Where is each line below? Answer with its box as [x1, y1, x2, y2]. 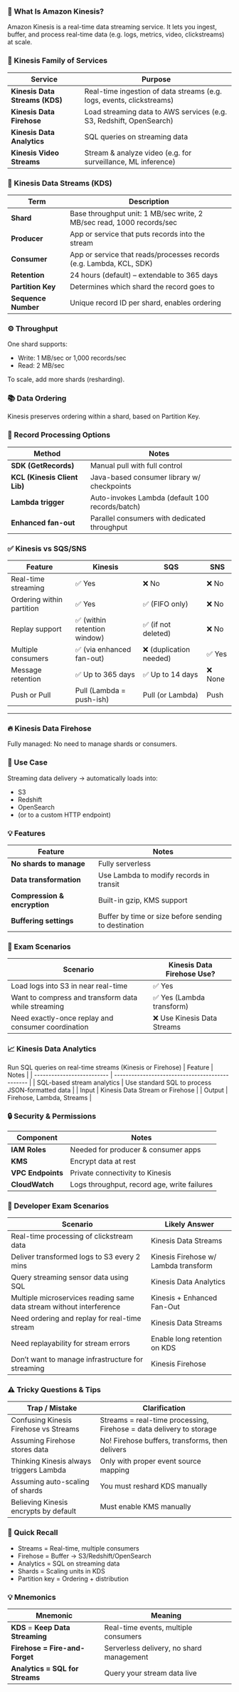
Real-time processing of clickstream [11, 1232, 134, 1242]
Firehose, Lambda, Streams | [7, 1093, 92, 1102]
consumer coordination [11, 1022, 89, 1032]
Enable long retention [150, 1334, 223, 1344]
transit [98, 879, 119, 889]
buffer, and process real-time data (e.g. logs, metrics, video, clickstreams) [7, 30, 225, 39]
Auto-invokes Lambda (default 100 [90, 493, 209, 503]
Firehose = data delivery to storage [100, 1424, 217, 1434]
